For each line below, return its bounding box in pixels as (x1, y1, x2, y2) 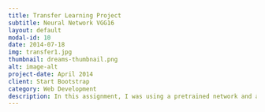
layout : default (8, 26, 62, 34)
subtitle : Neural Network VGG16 (8, 19, 114, 27)
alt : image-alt (8, 63, 58, 71)
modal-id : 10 (8, 33, 51, 42)
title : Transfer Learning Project (8, 11, 122, 20)
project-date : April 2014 (8, 70, 93, 78)
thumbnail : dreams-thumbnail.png (8, 56, 118, 64)
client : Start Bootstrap (8, 77, 90, 85)
